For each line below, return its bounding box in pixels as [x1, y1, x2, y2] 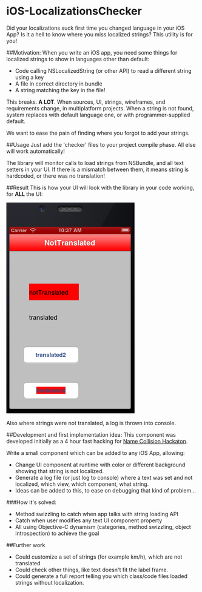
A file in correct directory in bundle [15, 80, 103, 87]
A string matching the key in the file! [15, 86, 106, 93]
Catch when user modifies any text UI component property [15, 517, 163, 524]
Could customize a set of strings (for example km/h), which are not [15, 553, 183, 560]
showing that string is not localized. [15, 467, 104, 474]
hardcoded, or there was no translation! [6, 172, 105, 180]
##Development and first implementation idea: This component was [6, 431, 176, 438]
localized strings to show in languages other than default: [6, 55, 150, 62]
